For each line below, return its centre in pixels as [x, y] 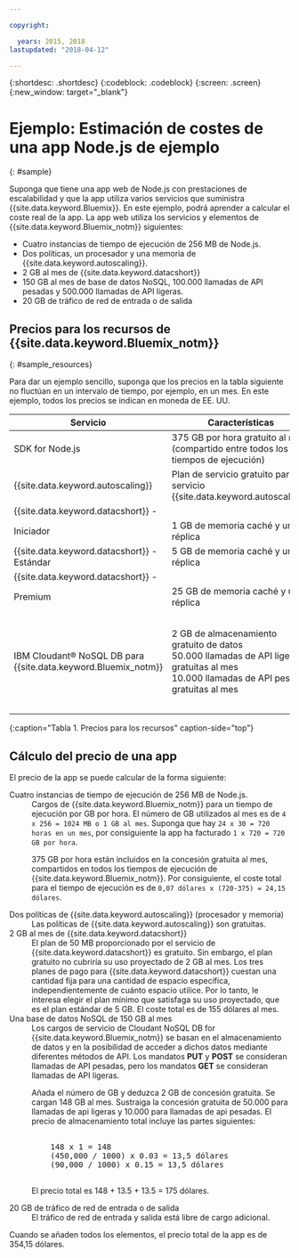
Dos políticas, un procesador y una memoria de [109, 254]
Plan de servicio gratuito [222, 475]
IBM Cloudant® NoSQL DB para [79, 656]
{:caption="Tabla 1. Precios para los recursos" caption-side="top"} [132, 728]
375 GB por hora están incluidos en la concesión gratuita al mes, [150, 859]
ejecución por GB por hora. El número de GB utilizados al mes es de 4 [159, 813]
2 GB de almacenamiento [224, 633]
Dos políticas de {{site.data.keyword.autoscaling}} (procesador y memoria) [147, 914]
